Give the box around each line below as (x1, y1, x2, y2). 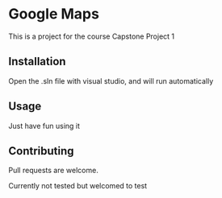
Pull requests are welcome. (8, 166, 98, 175)
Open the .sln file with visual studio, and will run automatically (8, 76, 214, 85)
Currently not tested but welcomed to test (8, 181, 148, 191)
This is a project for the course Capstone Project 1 (8, 31, 175, 41)
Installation (8, 55, 66, 68)
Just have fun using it (8, 121, 81, 130)
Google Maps (8, 5, 99, 23)
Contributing (8, 144, 74, 158)
